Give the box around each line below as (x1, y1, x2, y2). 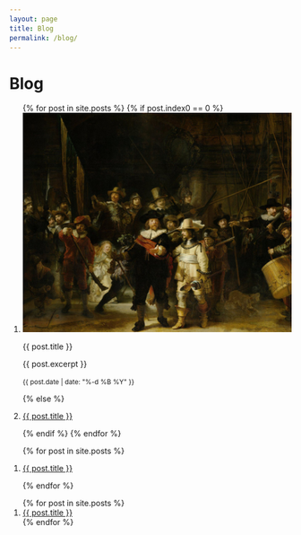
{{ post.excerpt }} (21, 358, 88, 369)
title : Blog (9, 23, 54, 33)
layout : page (9, 14, 58, 23)
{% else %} (21, 393, 65, 404)
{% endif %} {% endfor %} (21, 427, 122, 439)
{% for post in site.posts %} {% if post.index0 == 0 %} (21, 103, 224, 114)
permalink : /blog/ (9, 33, 78, 42)
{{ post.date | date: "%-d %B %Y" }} (21, 377, 134, 386)
